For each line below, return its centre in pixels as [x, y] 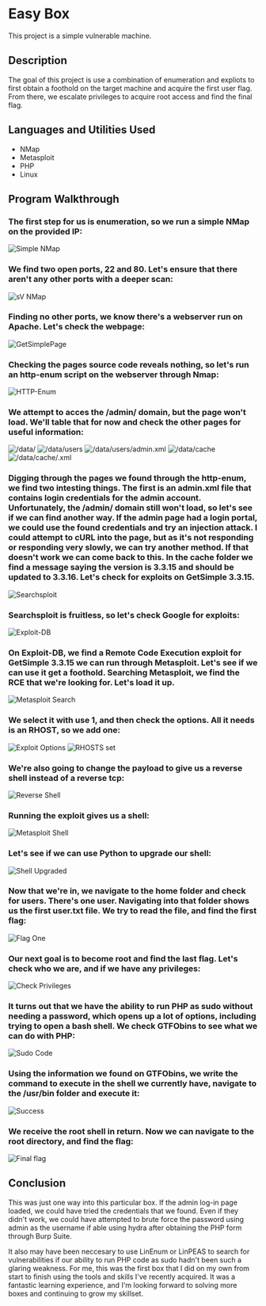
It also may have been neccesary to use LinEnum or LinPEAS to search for [129, 1251]
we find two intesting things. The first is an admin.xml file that [130, 488]
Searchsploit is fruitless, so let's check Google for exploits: [124, 615]
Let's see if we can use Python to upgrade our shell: [110, 854]
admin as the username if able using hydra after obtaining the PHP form [125, 1228]
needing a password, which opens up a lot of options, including [132, 1016]
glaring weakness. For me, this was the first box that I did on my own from [129, 1268]
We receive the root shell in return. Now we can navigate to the [131, 1131]
